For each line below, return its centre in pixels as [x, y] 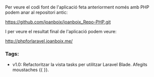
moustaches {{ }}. [31, 70]
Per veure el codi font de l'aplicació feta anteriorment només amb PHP [77, 7]
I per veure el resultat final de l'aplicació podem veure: [61, 31]
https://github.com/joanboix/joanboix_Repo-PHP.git [58, 22]
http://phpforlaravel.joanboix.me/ [39, 41]
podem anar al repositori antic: [37, 12]
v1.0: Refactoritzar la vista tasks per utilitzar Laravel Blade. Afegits [80, 65]
